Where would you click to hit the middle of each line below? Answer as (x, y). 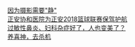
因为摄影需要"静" (32, 10)
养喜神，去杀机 (29, 36)
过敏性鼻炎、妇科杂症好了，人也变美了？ (66, 28)
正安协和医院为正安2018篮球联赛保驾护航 (67, 19)
